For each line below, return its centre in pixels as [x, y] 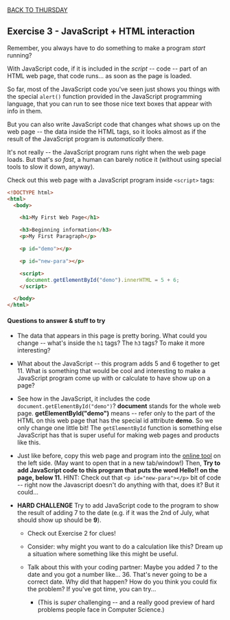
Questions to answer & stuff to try [56, 320]
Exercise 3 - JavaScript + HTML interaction [101, 31]
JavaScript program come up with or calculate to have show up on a [114, 378]
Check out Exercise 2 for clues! [71, 534]
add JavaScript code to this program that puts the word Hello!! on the [118, 470]
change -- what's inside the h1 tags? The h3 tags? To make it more [111, 343]
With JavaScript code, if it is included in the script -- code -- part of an [107, 69]
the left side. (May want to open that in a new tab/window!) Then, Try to [119, 463]
